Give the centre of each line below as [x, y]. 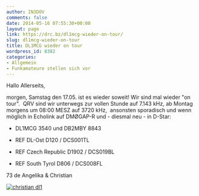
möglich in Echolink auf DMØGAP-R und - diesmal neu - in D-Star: [89, 117]
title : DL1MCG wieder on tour [45, 46]
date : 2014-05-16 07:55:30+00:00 [49, 23]
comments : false [27, 18]
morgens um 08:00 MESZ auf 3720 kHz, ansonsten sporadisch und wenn [99, 110]
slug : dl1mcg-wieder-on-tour [43, 40]
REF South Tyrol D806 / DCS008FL [59, 164]
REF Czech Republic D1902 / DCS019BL [65, 152]
